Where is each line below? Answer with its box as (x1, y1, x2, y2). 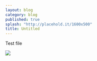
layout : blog (5, 7, 33, 13)
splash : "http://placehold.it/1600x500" (5, 21, 93, 27)
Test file (5, 40, 22, 46)
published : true (5, 17, 40, 22)
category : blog (5, 12, 38, 17)
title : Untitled (5, 26, 40, 32)
